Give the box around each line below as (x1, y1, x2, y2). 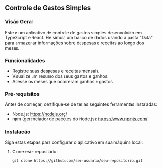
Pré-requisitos (5, 90, 40, 97)
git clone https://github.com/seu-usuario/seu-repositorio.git (12, 158, 143, 163)
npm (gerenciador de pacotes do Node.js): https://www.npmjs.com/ (12, 116, 148, 122)
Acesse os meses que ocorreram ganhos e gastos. (12, 78, 114, 84)
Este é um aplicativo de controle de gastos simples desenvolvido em (5, 29, 142, 35)
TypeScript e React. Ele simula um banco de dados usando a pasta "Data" (5, 34, 153, 40)
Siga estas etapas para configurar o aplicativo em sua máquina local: (5, 139, 143, 145)
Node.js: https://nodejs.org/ (12, 111, 68, 117)
